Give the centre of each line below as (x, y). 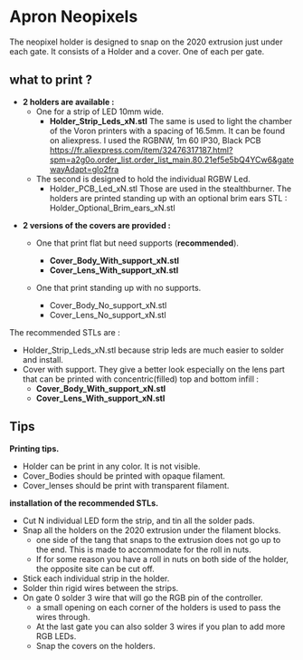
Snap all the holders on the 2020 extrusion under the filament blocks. (151, 530)
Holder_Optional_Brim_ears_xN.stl (112, 208)
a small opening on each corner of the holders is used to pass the (158, 607)
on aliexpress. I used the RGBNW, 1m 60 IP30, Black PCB (155, 140)
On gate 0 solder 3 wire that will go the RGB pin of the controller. (143, 597)
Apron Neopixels (74, 17)
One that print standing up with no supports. (118, 287)
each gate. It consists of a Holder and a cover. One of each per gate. (137, 51)
